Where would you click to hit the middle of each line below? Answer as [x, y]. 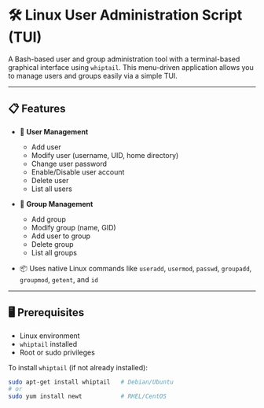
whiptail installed [48, 344]
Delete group [52, 244]
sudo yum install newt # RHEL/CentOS [88, 397]
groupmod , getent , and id [59, 279]
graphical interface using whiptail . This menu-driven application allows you [131, 67]
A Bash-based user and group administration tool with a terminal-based [124, 59]
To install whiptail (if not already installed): [78, 367]
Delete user [50, 180]
